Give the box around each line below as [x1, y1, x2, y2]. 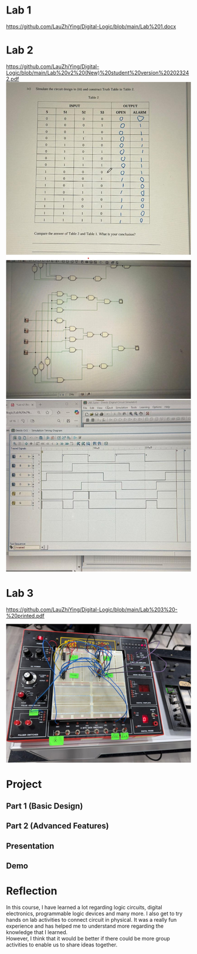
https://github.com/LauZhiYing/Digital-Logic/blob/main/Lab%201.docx [6, 23, 176, 30]
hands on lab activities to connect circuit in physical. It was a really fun [6, 916, 177, 923]
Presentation [6, 841, 55, 851]
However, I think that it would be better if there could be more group [6, 935, 170, 942]
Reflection [6, 884, 57, 898]
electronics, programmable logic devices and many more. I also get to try [6, 910, 183, 917]
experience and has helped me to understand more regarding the [6, 922, 164, 929]
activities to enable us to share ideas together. [6, 941, 118, 948]
